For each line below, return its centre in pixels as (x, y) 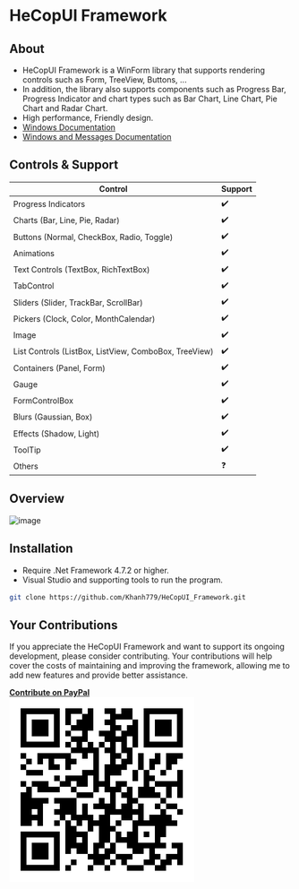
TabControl (34, 286)
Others (26, 466)
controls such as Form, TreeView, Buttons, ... (104, 80)
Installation (41, 549)
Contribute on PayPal (50, 693)
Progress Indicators (49, 204)
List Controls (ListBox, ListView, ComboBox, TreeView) (113, 351)
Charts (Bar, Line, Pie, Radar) (66, 220)
